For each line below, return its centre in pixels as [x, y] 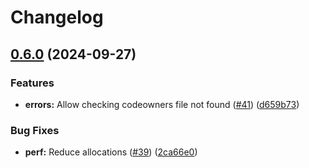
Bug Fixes [35, 130]
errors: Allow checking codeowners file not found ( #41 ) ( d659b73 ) [162, 104]
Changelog [57, 17]
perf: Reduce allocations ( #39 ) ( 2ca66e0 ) [111, 152]
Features [32, 83]
